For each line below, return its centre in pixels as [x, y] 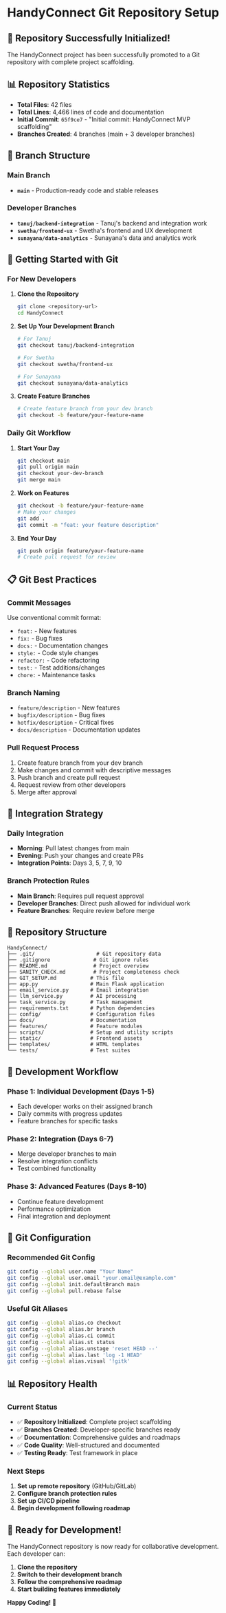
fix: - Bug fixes [40, 638]
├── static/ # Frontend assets [75, 1039]
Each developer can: [36, 1554]
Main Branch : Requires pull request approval [80, 896]
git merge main [39, 480]
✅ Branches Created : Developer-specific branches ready [99, 1430]
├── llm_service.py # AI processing [72, 996]
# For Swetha [36, 358]
